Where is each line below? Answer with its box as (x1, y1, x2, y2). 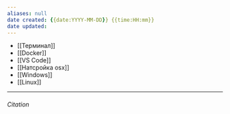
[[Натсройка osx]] (16, 63, 70, 72)
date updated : (7, 23, 48, 30)
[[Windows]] (16, 71, 53, 79)
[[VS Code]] (16, 56, 51, 65)
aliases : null (7, 10, 48, 17)
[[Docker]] (16, 49, 47, 57)
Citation (7, 100, 29, 109)
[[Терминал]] (16, 42, 56, 50)
